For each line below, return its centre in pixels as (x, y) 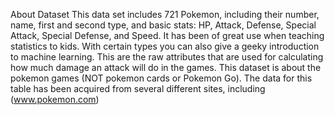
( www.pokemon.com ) (55, 99)
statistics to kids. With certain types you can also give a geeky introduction (165, 46)
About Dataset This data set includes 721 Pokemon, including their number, (165, 14)
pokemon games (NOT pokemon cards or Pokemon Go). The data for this (161, 78)
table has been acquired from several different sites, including (138, 88)
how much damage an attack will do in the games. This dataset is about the (166, 67)
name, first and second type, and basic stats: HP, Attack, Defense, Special (163, 25)
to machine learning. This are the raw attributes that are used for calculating (167, 57)
